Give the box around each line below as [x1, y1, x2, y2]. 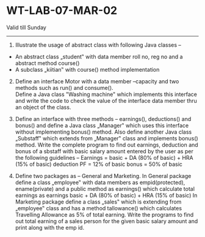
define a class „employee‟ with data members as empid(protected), [15, 179, 185, 186]
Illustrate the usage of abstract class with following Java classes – [15, 41, 182, 49]
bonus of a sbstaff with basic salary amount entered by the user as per [15, 147, 193, 155]
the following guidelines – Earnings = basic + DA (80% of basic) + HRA [15, 154, 193, 161]
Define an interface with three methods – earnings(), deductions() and [15, 115, 192, 122]
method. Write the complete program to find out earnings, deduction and [15, 141, 198, 148]
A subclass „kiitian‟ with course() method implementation [15, 66, 160, 73]
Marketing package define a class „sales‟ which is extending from [15, 198, 182, 205]
